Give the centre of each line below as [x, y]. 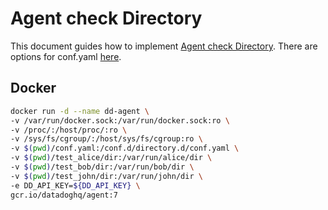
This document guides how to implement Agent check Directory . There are [164, 46]
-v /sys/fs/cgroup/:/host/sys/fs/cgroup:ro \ [106, 139]
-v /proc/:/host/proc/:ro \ [69, 130]
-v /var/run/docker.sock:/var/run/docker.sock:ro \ [120, 120]
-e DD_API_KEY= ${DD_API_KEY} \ [75, 185]
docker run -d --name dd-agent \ [80, 111]
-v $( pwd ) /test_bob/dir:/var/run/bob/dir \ [102, 167]
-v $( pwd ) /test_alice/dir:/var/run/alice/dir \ [111, 158]
